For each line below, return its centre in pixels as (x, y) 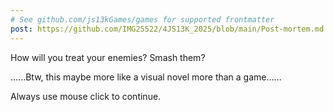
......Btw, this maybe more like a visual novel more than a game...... (146, 77)
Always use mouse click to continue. (86, 96)
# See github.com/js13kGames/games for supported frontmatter (142, 19)
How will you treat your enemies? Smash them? (108, 57)
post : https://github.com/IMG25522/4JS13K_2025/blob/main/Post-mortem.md (167, 29)
